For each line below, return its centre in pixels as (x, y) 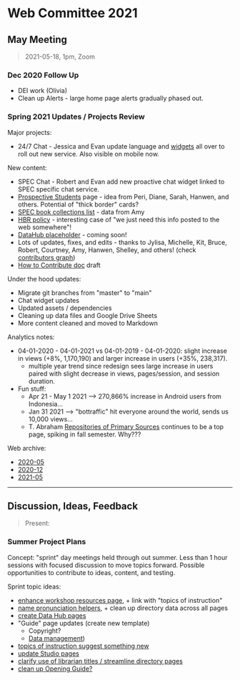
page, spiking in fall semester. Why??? (85, 434)
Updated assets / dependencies (65, 308)
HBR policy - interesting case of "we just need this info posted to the (119, 219)
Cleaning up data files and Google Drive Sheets (87, 315)
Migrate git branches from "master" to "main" (85, 292)
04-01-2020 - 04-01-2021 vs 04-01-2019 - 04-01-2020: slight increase (122, 351)
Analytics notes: (31, 336)
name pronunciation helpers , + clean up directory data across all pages (123, 608)
